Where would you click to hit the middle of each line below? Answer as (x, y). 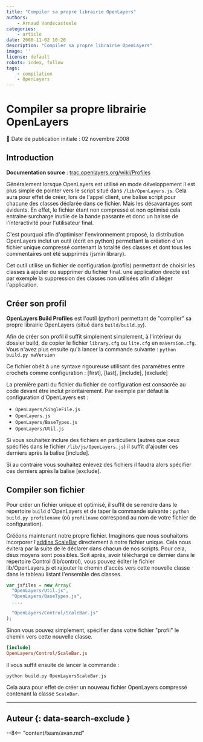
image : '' (19, 51)
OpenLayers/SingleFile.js (47, 409)
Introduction (30, 158)
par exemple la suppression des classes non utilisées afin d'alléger (90, 278)
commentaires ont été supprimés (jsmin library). (66, 253)
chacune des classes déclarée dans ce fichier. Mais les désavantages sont (99, 203)
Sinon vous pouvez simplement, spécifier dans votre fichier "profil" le (93, 630)
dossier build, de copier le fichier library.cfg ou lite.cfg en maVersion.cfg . (101, 343)
